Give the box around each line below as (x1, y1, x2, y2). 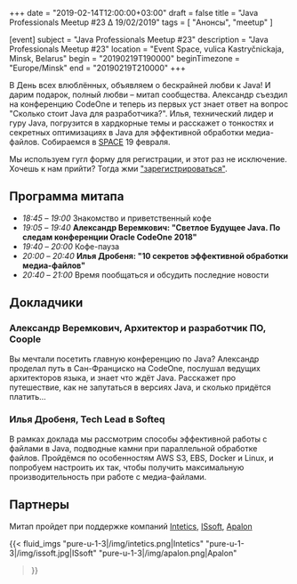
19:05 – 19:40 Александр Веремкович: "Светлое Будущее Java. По (21, 222, 281, 232)
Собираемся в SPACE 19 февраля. (41, 137, 171, 147)
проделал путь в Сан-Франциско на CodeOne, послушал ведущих (9, 362, 261, 373)
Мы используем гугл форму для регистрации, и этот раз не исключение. (9, 154, 287, 164)
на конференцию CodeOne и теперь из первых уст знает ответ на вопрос (9, 99, 289, 109)
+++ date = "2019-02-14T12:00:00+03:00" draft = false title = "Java (9, 8, 259, 18)
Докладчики (9, 296, 84, 311)
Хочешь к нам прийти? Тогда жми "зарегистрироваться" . (9, 164, 229, 174)
